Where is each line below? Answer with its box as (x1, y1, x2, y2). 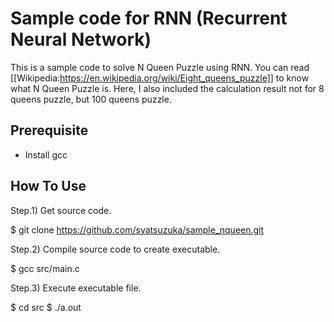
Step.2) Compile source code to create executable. (10, 243, 221, 255)
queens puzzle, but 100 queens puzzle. (10, 93, 172, 105)
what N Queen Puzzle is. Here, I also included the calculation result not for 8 (10, 82, 325, 94)
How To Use (10, 178, 87, 195)
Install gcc (24, 148, 68, 161)
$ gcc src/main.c (10, 262, 80, 274)
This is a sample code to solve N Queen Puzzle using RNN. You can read (10, 61, 310, 73)
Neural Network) (10, 28, 152, 51)
